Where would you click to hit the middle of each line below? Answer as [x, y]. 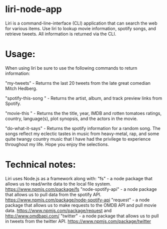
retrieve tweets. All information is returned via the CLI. [61, 34]
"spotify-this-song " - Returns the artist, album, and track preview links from [84, 98]
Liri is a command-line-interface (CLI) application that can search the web [81, 23]
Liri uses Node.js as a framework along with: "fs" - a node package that [79, 178]
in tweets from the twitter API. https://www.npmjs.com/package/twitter [78, 221]
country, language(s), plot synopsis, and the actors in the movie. [71, 119]
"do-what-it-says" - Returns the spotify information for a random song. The [83, 128]
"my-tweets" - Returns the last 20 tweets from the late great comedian [78, 83]
